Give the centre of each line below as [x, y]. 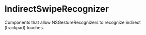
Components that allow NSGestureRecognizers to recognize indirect [73, 22]
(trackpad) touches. [24, 27]
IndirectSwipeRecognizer [57, 9]
